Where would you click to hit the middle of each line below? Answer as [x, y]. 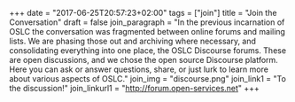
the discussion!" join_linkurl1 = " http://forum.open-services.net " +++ [134, 88]
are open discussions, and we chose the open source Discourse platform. [144, 60]
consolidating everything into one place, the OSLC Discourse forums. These [147, 51]
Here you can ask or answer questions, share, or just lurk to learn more [139, 69]
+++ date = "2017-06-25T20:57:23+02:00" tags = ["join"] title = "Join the [143, 13]
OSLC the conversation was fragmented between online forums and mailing [147, 31]
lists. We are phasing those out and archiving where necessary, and [133, 41]
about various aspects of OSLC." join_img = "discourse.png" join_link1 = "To [147, 78]
